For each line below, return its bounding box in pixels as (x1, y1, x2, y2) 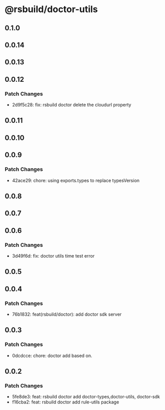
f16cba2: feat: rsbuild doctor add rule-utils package (12, 399, 120, 405)
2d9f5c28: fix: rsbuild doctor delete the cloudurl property (12, 102, 132, 108)
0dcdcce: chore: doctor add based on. (12, 352, 93, 358)
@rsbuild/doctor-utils (5, 4, 98, 15)
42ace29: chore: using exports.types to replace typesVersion (12, 177, 140, 183)
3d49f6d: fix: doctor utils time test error (12, 252, 95, 259)
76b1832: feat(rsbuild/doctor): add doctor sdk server (12, 312, 122, 318)
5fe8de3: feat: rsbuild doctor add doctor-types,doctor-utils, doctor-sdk (12, 394, 160, 400)
